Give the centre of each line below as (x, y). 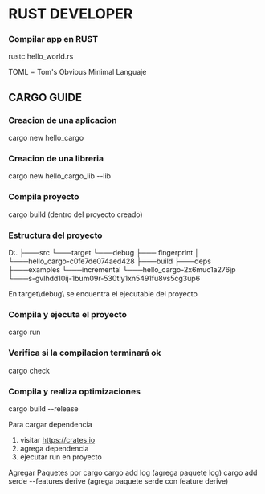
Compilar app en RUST (53, 39)
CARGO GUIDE (45, 97)
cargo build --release (43, 408)
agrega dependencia (54, 448)
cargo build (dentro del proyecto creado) (75, 214)
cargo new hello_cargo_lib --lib (59, 176)
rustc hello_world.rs (41, 56)
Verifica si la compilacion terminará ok (85, 353)
